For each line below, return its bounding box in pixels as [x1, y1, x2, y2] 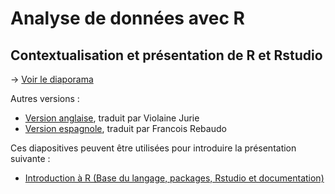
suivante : [10, 153, 51, 164]
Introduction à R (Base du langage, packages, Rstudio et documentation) [24, 172, 325, 184]
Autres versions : [10, 93, 80, 104]
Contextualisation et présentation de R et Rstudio [10, 47, 323, 64]
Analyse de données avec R [10, 7, 245, 30]
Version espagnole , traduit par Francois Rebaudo [24, 123, 227, 134]
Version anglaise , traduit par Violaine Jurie [24, 112, 200, 124]
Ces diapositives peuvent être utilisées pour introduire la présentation [10, 142, 297, 154]
